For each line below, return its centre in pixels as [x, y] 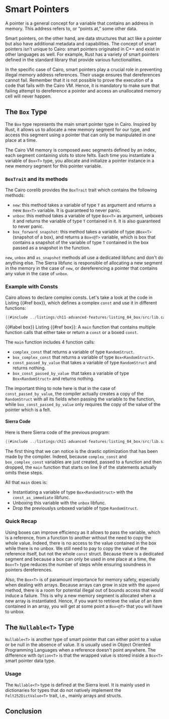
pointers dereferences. [29, 570]
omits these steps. [24, 473]
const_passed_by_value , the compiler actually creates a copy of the [74, 394]
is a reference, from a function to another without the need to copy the [78, 537]
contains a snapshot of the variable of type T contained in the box [80, 243]
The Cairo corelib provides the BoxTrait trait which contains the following [81, 190]
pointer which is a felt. [28, 410]
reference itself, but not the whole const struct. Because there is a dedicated [84, 553]
